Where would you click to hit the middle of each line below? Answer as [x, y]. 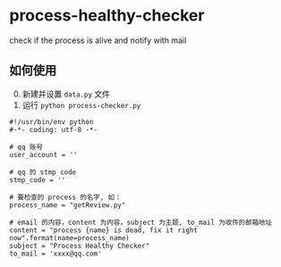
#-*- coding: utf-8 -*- [54, 129]
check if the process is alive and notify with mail [98, 40]
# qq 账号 [26, 147]
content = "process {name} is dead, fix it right [104, 230]
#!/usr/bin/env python [51, 121]
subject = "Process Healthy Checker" [80, 246]
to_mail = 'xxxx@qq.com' [55, 254]
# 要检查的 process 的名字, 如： [66, 197]
